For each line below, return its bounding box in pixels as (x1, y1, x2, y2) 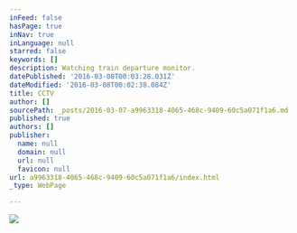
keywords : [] (9, 55, 59, 64)
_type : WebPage (9, 182, 67, 191)
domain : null (17, 147, 67, 156)
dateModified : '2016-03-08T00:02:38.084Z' (9, 80, 172, 89)
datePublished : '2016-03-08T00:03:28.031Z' (9, 72, 176, 81)
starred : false (9, 47, 67, 56)
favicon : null (17, 164, 70, 173)
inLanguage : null (9, 38, 75, 48)
